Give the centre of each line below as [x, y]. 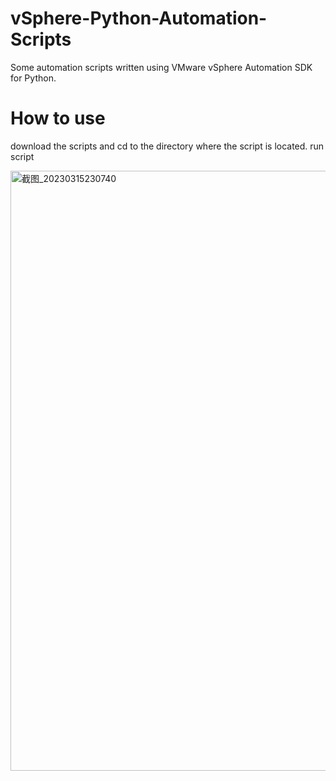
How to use [58, 118]
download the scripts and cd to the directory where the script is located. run [167, 146]
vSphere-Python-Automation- [139, 18]
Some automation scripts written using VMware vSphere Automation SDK [161, 67]
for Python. [33, 78]
